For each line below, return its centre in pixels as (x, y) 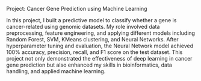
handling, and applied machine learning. (56, 71)
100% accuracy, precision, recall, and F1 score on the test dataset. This (94, 52)
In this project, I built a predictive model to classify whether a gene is (91, 20)
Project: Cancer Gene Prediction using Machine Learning (77, 9)
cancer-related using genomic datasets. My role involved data (83, 27)
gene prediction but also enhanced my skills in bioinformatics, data (89, 65)
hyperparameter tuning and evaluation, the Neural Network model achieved (100, 46)
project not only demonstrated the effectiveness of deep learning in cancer (99, 58)
